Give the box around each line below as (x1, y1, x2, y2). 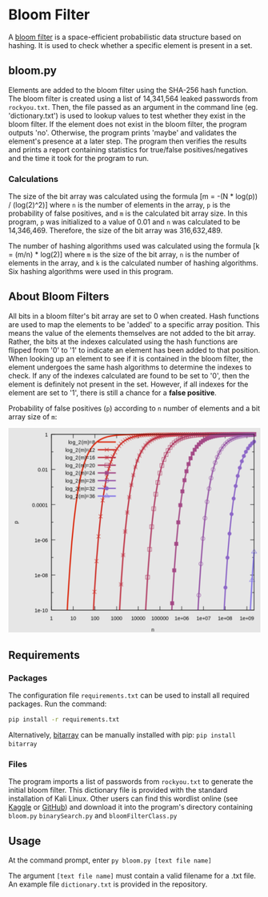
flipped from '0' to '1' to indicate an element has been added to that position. (8, 345, 261, 354)
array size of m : (8, 411, 58, 422)
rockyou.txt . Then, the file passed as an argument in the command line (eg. (8, 102, 258, 111)
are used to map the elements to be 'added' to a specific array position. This (8, 319, 260, 329)
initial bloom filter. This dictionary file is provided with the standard (8, 786, 228, 795)
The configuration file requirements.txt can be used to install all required (8, 691, 250, 701)
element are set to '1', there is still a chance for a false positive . (8, 387, 218, 398)
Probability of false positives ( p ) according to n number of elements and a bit (8, 403, 261, 413)
